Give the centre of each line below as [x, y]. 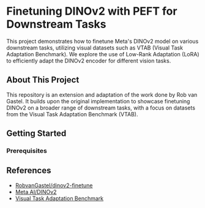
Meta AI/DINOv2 [36, 191]
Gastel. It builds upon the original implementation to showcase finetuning [98, 101]
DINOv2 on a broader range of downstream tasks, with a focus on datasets [101, 108]
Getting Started [36, 134]
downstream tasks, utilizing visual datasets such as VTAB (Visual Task [95, 48]
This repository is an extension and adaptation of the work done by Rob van [102, 95]
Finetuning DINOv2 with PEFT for [92, 11]
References [29, 170]
